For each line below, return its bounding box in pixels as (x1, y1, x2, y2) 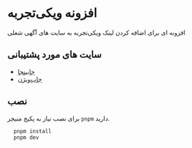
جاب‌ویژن (17, 75, 42, 83)
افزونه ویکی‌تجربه (7, 5, 97, 21)
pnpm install (13, 128, 52, 135)
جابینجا (17, 67, 35, 75)
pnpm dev (13, 134, 39, 142)
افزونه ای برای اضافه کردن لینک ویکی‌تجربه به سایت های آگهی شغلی (7, 28, 186, 37)
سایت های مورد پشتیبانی (7, 49, 102, 61)
